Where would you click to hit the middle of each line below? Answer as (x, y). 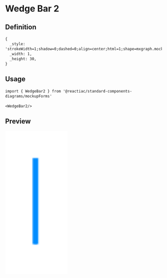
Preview (18, 122)
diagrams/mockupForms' (29, 96)
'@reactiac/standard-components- (98, 91)
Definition (21, 27)
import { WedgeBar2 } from (33, 91)
